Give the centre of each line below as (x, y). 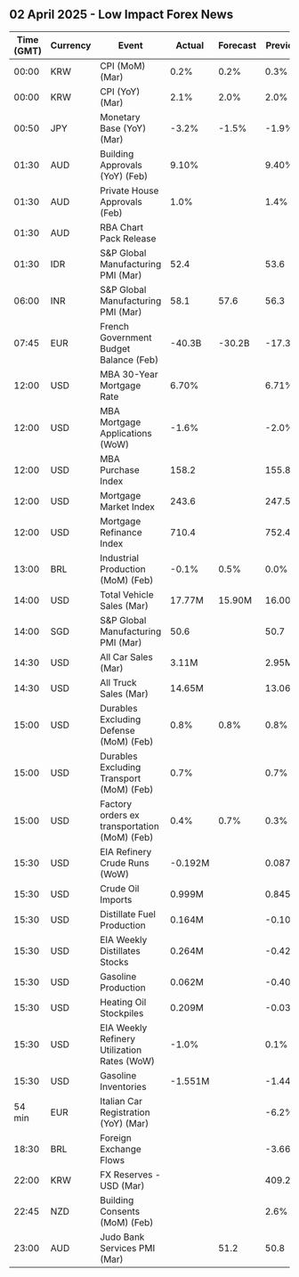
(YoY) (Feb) (124, 175)
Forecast (237, 45)
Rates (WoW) (127, 1061)
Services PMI (127, 1248)
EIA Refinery (125, 851)
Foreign (115, 1137)
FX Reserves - (130, 1175)
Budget (115, 348)
